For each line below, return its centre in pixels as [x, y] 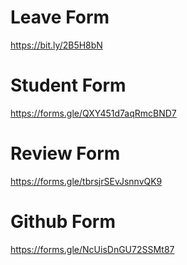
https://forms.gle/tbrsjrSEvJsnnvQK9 [86, 181]
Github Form [63, 222]
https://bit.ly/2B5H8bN [56, 45]
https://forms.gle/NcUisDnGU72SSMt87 [92, 249]
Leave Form [60, 17]
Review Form [65, 153]
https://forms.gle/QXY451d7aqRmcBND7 [93, 113]
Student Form [68, 85]
